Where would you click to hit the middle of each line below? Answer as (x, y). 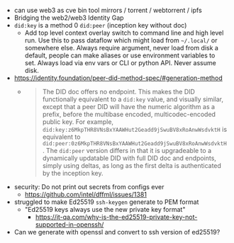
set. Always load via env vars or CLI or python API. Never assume (120, 63)
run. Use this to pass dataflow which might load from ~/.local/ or (121, 40)
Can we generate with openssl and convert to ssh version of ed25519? (117, 232)
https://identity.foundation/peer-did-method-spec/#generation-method (118, 78)
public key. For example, (78, 122)
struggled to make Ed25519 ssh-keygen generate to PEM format (106, 202)
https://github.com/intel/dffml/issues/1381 (86, 194)
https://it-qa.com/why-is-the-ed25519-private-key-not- (116, 217)
